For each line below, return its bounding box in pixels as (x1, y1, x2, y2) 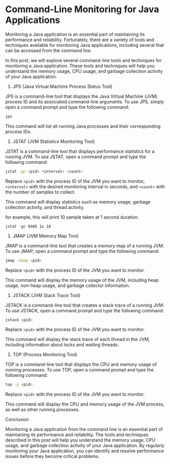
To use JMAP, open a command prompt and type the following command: (5, 248, 160, 254)
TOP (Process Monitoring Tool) (12, 352, 78, 358)
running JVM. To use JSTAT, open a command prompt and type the (5, 154, 146, 160)
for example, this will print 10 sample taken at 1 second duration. (5, 214, 140, 220)
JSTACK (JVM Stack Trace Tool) (12, 292, 81, 298)
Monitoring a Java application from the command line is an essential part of (5, 426, 163, 432)
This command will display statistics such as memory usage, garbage (5, 198, 151, 205)
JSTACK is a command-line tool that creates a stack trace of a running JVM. (5, 302, 165, 308)
